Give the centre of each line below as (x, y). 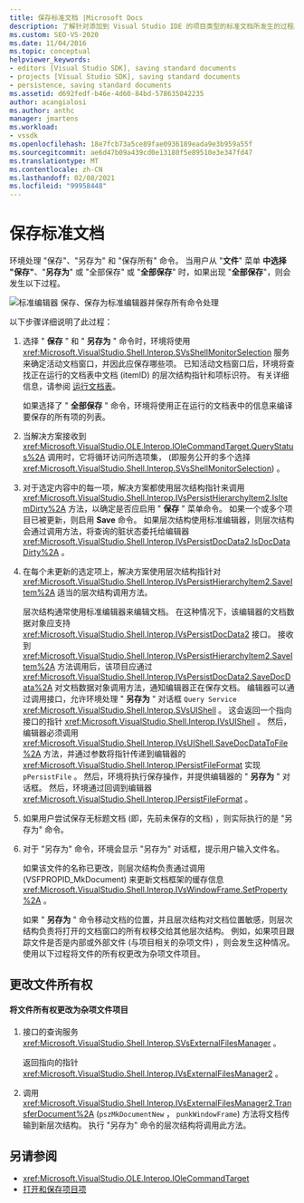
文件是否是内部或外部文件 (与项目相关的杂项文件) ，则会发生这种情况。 (162, 942)
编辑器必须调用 (50, 733)
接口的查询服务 (50, 1031)
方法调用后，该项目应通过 (105, 667)
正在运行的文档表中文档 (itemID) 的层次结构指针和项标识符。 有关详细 (160, 375)
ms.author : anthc (42, 111)
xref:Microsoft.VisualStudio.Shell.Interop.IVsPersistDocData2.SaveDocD (157, 677)
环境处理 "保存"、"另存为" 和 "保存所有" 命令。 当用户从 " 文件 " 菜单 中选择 (148, 261)
